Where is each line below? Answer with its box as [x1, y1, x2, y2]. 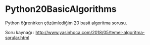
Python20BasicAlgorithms [5, 3, 117, 15]
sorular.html [5, 35, 30, 41]
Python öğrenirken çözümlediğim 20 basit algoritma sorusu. [5, 20, 127, 26]
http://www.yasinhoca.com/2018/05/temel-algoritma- [35, 29, 145, 35]
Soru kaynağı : [5, 29, 35, 35]
